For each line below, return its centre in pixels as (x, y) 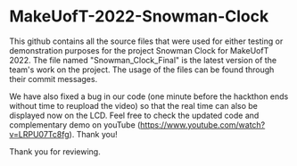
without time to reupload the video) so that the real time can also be (134, 105)
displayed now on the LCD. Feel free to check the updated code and (134, 115)
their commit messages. (54, 79)
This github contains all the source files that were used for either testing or (146, 41)
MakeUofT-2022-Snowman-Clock (139, 17)
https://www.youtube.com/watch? (202, 124)
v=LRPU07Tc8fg (39, 134)
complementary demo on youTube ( (75, 124)
